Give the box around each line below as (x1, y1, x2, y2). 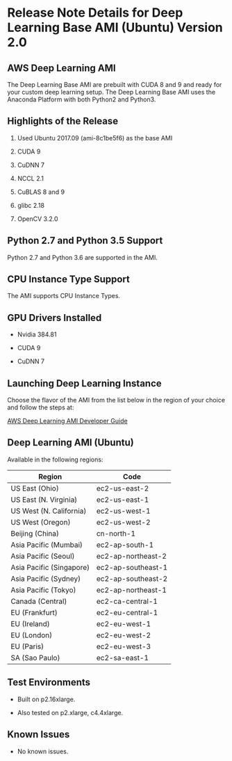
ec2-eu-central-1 (96, 607, 158, 617)
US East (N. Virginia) (10, 495, 78, 505)
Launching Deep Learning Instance (7, 377, 162, 389)
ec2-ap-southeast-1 (96, 562, 168, 572)
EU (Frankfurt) (10, 607, 58, 617)
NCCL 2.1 (17, 174, 44, 182)
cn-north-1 (96, 528, 136, 538)
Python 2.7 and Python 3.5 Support (7, 235, 163, 247)
